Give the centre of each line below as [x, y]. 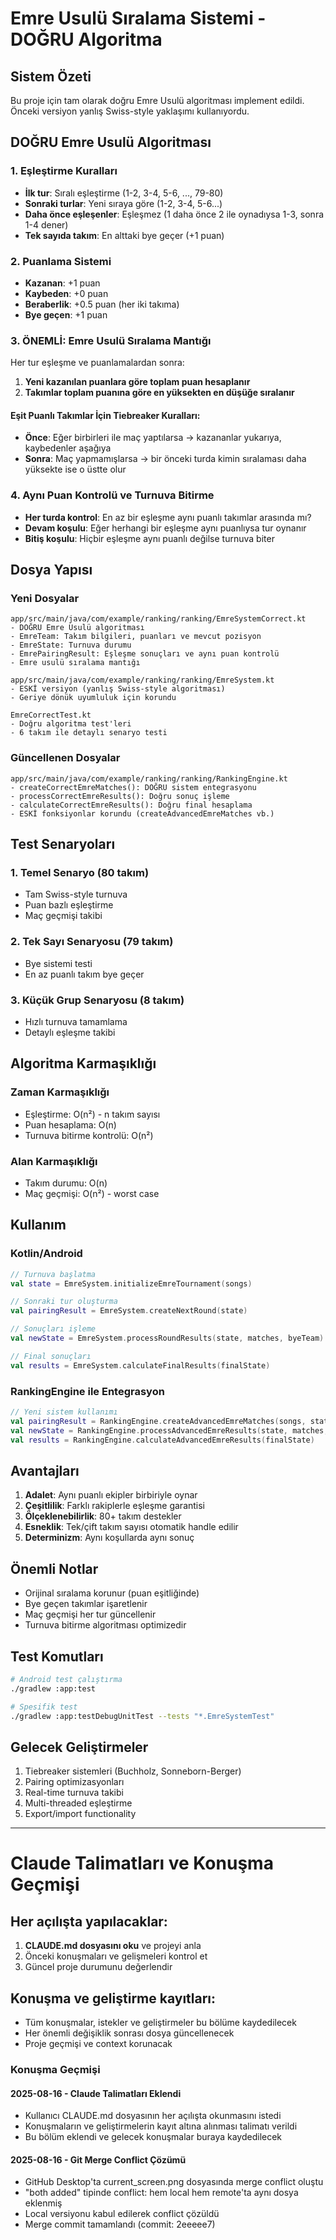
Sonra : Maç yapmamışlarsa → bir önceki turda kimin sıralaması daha [165, 459]
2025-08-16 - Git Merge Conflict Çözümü [98, 2159]
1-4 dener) [46, 224]
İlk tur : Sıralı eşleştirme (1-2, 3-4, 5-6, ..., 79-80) [124, 193]
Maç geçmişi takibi [63, 916]
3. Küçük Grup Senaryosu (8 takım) [97, 1000]
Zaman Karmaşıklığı [60, 1092]
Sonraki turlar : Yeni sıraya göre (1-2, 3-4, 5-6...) [123, 203]
